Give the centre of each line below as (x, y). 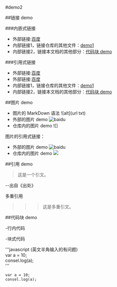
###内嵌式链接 (21, 28)
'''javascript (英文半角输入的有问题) (41, 249)
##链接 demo (19, 18)
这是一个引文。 (33, 175)
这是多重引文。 (58, 207)
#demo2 (14, 7)
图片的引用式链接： (25, 136)
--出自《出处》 (21, 185)
